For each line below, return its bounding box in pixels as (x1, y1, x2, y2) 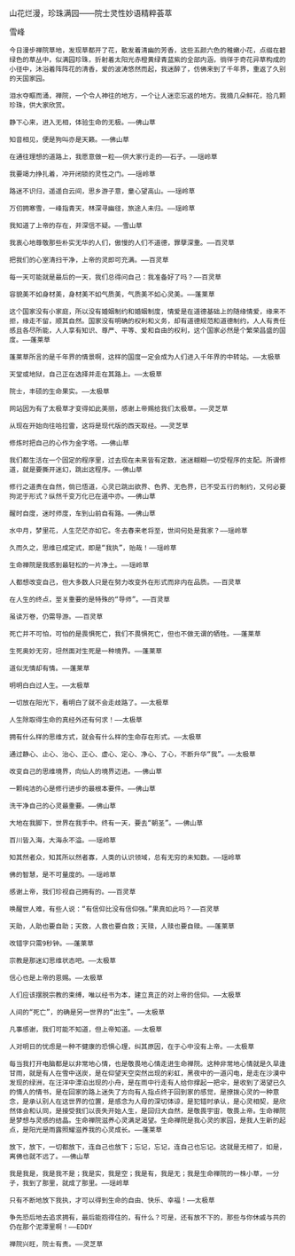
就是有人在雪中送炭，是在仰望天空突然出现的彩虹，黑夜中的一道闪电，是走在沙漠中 (28, 1069, 286, 1078)
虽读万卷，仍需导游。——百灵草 (9, 612, 104, 621)
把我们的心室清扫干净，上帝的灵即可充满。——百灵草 (9, 256, 169, 265)
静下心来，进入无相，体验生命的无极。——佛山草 (9, 118, 157, 127)
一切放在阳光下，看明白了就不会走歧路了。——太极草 (9, 699, 169, 707)
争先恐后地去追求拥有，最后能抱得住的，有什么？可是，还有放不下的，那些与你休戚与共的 (9, 1213, 286, 1222)
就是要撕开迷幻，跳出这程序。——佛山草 (21, 465, 144, 474)
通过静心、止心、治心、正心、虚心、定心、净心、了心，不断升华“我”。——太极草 (9, 750, 256, 759)
